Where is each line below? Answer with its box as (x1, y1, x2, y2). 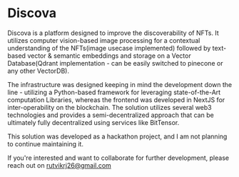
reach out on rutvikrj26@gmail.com (7, 161, 112, 169)
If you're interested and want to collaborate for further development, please (7, 153, 230, 162)
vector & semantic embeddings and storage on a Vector (27, 51, 191, 60)
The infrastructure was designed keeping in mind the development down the (7, 80, 233, 88)
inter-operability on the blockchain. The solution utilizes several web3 (7, 103, 212, 111)
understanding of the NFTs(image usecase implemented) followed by (7, 44, 211, 52)
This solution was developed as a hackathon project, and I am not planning (7, 132, 228, 141)
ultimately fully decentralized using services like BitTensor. (7, 118, 180, 126)
